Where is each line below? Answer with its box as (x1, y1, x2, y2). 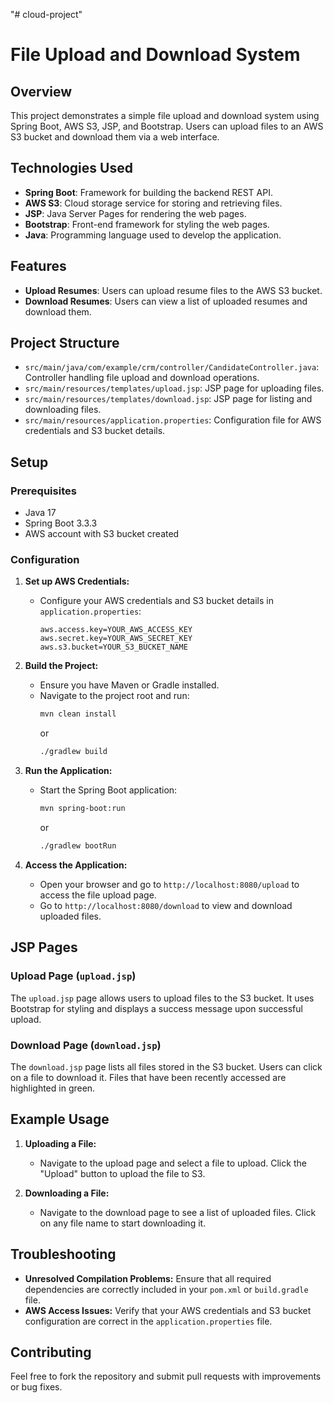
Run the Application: (24, 765, 113, 777)
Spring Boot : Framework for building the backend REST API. (24, 186, 273, 198)
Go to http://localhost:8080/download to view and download (39, 899, 293, 911)
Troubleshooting (10, 1246, 117, 1263)
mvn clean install (39, 709, 117, 719)
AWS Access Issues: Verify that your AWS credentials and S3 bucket (24, 1304, 312, 1316)
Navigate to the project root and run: (39, 690, 190, 702)
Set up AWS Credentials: (24, 575, 130, 588)
